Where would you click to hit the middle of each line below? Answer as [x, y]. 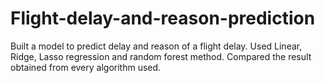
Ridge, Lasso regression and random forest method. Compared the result [161, 56]
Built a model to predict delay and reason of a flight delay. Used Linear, [156, 46]
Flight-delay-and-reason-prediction [163, 18]
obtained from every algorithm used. [86, 67]
